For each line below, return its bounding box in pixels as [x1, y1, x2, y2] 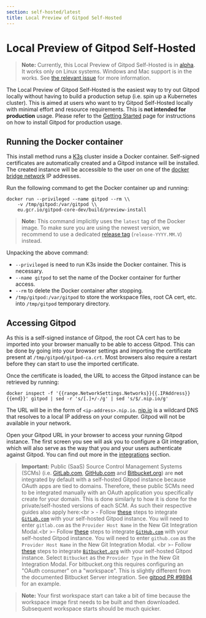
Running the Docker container [6, 136, 124, 147]
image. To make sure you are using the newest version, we [21, 224, 170, 232]
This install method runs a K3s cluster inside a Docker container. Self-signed [6, 153, 200, 160]
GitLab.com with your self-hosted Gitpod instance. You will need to [21, 515, 189, 522]
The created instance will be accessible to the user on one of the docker [6, 166, 189, 174]
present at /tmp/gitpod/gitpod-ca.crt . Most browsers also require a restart [6, 354, 197, 361]
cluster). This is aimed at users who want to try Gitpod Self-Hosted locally [6, 99, 193, 107]
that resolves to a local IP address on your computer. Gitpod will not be [6, 413, 185, 421]
